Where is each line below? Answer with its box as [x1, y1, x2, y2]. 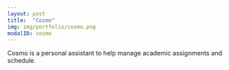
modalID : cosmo [7, 29, 52, 37]
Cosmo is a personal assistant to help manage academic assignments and [7, 49, 223, 57]
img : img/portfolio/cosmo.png [7, 23, 97, 30]
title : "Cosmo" [7, 17, 55, 24]
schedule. [7, 57, 37, 65]
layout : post [7, 10, 46, 17]
